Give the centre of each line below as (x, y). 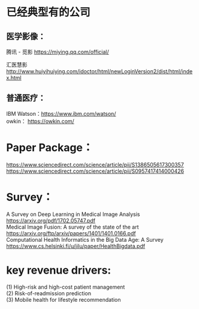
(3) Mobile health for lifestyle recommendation (64, 299)
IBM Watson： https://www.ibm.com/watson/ (61, 113)
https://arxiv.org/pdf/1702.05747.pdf (51, 220)
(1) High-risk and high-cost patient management (66, 287)
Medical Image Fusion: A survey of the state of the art (73, 227)
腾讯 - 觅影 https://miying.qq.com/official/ (58, 52)
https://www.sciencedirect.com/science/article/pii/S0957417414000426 (95, 171)
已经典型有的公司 (49, 12)
